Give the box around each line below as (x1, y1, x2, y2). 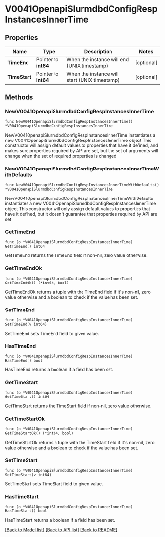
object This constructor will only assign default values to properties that (5, 205, 151, 212)
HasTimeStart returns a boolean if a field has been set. (5, 517, 115, 523)
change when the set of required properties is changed (5, 153, 117, 159)
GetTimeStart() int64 (5, 395, 50, 399)
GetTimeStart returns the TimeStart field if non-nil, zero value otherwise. (5, 403, 152, 409)
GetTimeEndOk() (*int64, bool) (5, 280, 69, 285)
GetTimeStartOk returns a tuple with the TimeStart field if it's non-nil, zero (5, 439, 155, 445)
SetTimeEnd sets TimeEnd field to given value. (5, 330, 99, 336)
